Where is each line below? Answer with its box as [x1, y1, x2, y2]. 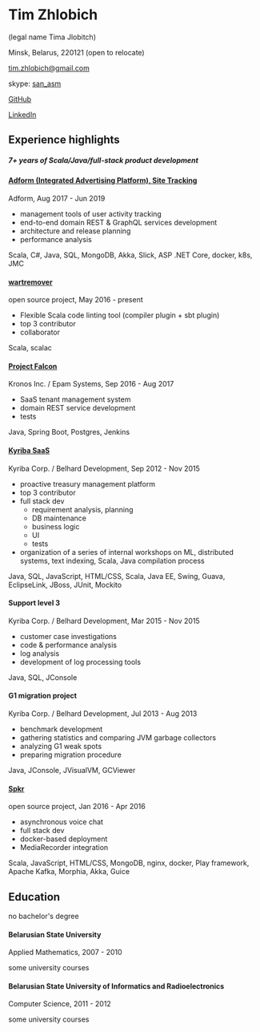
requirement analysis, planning [31, 504, 134, 514]
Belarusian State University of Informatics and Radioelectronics [8, 981, 225, 991]
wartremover [8, 277, 54, 286]
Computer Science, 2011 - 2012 [8, 999, 112, 1009]
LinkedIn [8, 110, 37, 119]
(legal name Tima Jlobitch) [8, 32, 96, 42]
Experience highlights [8, 133, 120, 147]
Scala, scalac [8, 343, 52, 353]
